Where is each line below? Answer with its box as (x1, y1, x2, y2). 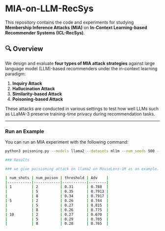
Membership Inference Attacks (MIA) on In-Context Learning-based (5, 24, 147, 30)
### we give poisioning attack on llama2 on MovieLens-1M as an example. (5, 166, 160, 171)
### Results (5, 157, 29, 162)
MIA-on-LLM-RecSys (5, 3, 94, 14)
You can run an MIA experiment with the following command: (5, 139, 129, 145)
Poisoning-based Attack (12, 96, 63, 102)
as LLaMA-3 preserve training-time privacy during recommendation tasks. (5, 111, 156, 116)
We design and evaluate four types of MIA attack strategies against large (5, 60, 155, 66)
